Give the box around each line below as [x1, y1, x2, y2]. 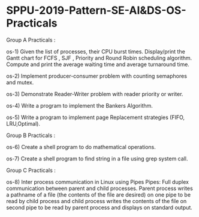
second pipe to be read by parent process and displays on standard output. [6, 204, 193, 211]
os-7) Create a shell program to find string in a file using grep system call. [6, 154, 188, 162]
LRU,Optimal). [6, 120, 41, 127]
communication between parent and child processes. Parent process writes [6, 185, 193, 192]
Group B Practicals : [6, 132, 56, 139]
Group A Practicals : [6, 36, 56, 43]
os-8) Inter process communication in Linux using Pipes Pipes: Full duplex [6, 178, 189, 185]
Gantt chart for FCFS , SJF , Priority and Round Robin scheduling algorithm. [6, 54, 192, 61]
